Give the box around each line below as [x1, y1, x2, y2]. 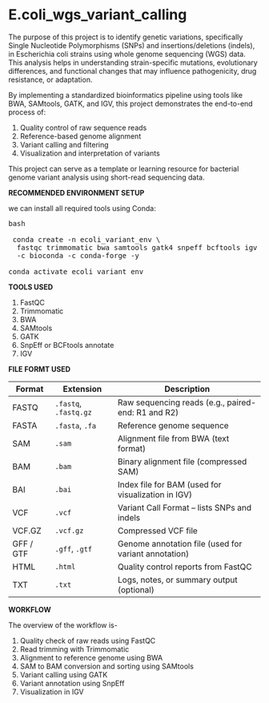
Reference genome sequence [117, 419, 230, 430]
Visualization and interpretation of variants [19, 148, 160, 158]
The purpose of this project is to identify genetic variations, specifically [8, 32, 243, 42]
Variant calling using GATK [19, 669, 108, 679]
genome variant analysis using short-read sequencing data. [8, 172, 206, 182]
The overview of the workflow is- [8, 620, 118, 630]
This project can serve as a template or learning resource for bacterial [8, 164, 239, 173]
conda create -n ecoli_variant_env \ [12, 235, 161, 244]
